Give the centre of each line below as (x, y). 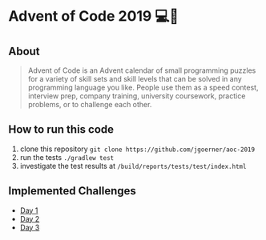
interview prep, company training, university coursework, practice (137, 96)
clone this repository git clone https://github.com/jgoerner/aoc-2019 (137, 149)
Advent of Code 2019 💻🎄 (93, 16)
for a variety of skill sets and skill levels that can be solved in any (135, 79)
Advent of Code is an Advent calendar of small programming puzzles (142, 70)
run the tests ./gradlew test (67, 157)
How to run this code (61, 130)
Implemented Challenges (72, 191)
